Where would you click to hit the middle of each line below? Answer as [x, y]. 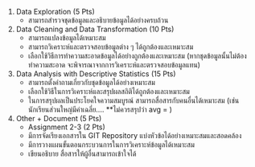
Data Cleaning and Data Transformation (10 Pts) [95, 29]
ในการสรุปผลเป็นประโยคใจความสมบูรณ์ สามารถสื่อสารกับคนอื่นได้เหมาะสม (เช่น [134, 100]
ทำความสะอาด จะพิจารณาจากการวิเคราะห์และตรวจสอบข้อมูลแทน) [114, 65]
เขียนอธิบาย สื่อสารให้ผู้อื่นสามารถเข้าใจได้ [82, 153]
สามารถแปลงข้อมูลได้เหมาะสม [67, 38]
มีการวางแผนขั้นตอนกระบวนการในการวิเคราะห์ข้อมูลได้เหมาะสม [111, 145]
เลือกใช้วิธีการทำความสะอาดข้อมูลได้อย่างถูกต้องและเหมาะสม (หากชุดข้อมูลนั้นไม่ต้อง [137, 56]
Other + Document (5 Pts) [59, 118]
